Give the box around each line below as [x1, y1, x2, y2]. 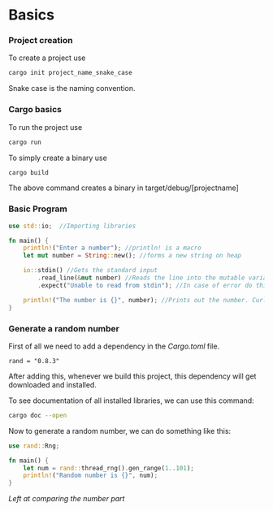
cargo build [8, 168, 49, 176]
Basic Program [8, 203, 67, 214]
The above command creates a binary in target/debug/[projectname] [8, 183, 240, 193]
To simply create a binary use [8, 153, 107, 162]
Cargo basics [8, 104, 63, 115]
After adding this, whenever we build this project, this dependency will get [8, 371, 257, 381]
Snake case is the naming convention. [8, 84, 136, 93]
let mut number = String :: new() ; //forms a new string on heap [23, 252, 242, 260]
